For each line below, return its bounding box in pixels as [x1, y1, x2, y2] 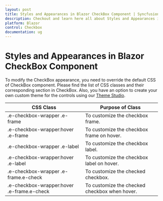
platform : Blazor [5, 20, 40, 26]
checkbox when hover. [85, 188, 137, 195]
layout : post [5, 7, 32, 12]
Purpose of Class [100, 104, 141, 111]
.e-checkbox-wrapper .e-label [7, 143, 79, 150]
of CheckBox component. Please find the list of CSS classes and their [5, 82, 145, 88]
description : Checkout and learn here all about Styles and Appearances [5, 16, 155, 21]
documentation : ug [5, 30, 42, 34]
